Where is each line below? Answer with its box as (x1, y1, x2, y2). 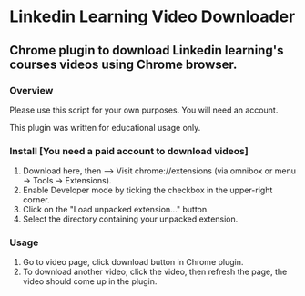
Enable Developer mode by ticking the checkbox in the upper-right (22, 184, 273, 196)
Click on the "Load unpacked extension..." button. (22, 204, 209, 215)
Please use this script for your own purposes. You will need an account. (9, 104, 279, 115)
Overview (9, 84, 54, 96)
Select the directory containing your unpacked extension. (22, 213, 239, 224)
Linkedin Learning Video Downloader (9, 6, 296, 27)
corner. (22, 194, 50, 205)
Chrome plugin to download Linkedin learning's (9, 43, 284, 58)
